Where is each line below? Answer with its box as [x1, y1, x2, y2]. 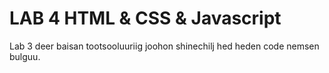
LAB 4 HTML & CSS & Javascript [9, 7, 282, 30]
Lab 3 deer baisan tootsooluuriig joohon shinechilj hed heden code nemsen [9, 40, 320, 52]
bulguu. [9, 50, 41, 62]
